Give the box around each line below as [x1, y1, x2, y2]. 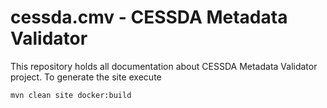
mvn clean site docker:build [10, 90, 132, 100]
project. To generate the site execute [10, 71, 162, 83]
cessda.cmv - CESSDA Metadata [10, 6, 288, 29]
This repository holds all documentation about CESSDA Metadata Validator [10, 60, 318, 72]
